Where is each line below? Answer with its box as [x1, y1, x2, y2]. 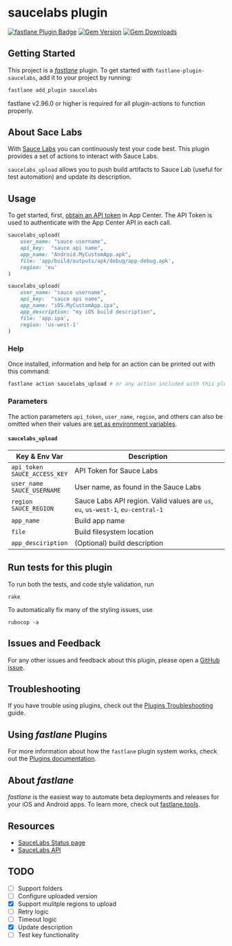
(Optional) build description [74, 538, 164, 548]
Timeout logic [17, 915, 57, 923]
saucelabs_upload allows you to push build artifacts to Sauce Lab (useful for [8, 166, 222, 174]
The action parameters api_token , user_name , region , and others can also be [8, 412, 223, 420]
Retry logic [17, 907, 49, 916]
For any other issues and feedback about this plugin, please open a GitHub [8, 656, 220, 664]
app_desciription [11, 540, 68, 547]
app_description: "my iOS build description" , [20, 308, 156, 315]
